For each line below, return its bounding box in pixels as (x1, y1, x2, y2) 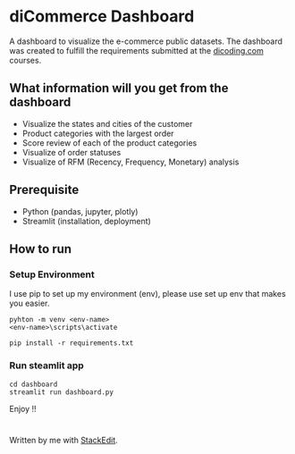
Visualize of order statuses (21, 147, 122, 157)
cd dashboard (9, 380, 58, 389)
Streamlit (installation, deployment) (21, 215, 152, 226)
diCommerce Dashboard (9, 6, 195, 27)
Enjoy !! (9, 403, 38, 414)
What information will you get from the (9, 80, 229, 96)
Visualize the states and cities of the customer (21, 118, 193, 129)
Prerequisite (9, 182, 80, 198)
